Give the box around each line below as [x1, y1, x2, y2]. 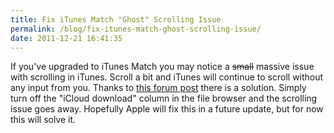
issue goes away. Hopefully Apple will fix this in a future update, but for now [10, 103, 324, 115]
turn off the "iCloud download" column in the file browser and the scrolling [10, 92, 318, 105]
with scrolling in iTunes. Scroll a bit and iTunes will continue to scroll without [10, 71, 324, 83]
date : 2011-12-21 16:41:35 [10, 33, 123, 43]
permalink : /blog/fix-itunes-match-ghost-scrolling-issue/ [10, 24, 262, 34]
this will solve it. [10, 114, 77, 126]
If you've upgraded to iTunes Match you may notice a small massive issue [10, 61, 315, 73]
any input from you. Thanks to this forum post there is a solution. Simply [10, 82, 307, 94]
